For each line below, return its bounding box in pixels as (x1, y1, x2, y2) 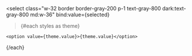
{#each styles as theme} (20, 23, 80, 29)
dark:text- (162, 5, 187, 12)
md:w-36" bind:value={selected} (30, 11, 110, 18)
